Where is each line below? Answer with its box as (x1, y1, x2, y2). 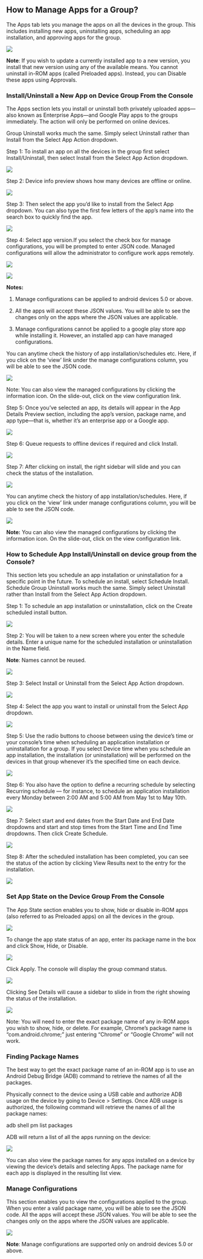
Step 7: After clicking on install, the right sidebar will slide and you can (6, 463, 181, 471)
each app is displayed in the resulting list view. (6, 1169, 122, 1177)
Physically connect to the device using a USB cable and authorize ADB (6, 1091, 182, 1098)
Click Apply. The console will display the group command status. (6, 965, 167, 973)
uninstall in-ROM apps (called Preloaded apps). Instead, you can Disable (6, 70, 187, 77)
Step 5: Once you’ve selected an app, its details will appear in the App (6, 404, 181, 411)
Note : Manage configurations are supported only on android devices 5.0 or (6, 1241, 193, 1248)
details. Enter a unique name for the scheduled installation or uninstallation (6, 638, 192, 646)
